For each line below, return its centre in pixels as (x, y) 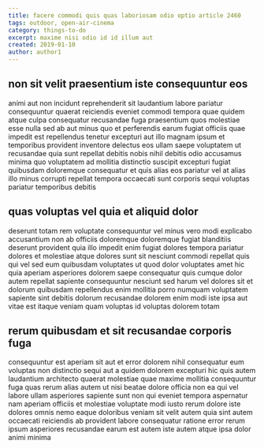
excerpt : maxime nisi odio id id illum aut (81, 37)
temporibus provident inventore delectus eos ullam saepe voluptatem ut (125, 145)
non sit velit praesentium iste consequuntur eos (128, 84)
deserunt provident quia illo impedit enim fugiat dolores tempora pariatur (126, 247)
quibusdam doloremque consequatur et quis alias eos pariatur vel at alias (127, 170)
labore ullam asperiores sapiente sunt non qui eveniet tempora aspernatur (128, 396)
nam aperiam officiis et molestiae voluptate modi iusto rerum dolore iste (125, 404)
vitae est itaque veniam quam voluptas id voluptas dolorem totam (114, 306)
